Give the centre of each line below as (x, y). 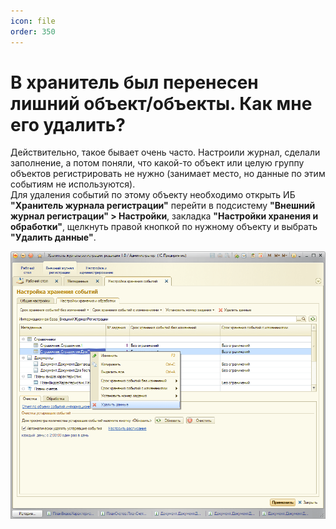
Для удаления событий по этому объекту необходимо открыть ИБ (153, 195)
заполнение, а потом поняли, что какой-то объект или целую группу (157, 163)
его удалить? (68, 124)
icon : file (33, 21)
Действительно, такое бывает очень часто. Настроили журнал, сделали (165, 152)
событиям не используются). (73, 184)
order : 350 (33, 31)
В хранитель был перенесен (134, 82)
